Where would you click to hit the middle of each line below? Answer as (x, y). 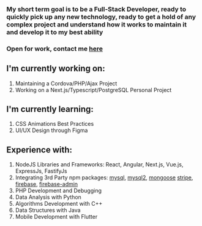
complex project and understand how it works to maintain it (96, 25)
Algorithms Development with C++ (59, 204)
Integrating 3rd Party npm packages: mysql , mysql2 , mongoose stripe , (104, 177)
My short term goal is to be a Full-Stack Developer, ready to (96, 9)
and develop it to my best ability (55, 32)
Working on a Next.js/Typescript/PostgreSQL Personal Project (93, 90)
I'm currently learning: (50, 109)
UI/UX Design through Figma (51, 130)
